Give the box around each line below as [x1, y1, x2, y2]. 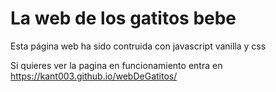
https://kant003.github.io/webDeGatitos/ [10, 70, 178, 82]
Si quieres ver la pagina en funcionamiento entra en [10, 59, 223, 71]
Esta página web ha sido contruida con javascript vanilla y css [10, 40, 267, 52]
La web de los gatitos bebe [10, 7, 237, 30]
